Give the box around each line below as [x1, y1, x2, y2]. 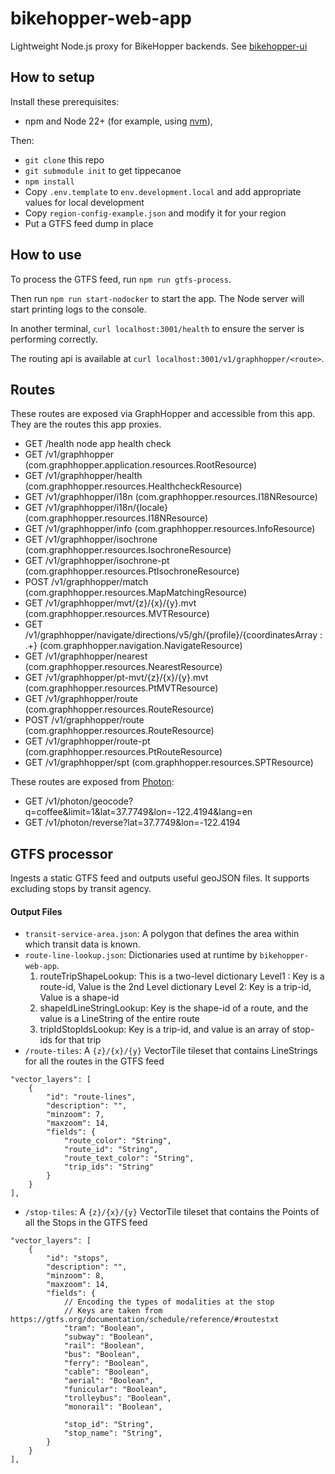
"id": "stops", [46, 1253, 110, 1264]
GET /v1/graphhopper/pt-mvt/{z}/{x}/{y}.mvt [24, 672, 209, 684]
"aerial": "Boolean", [63, 1376, 155, 1386]
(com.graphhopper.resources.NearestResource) [24, 661, 223, 673]
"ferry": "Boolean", [63, 1358, 150, 1369]
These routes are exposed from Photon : [10, 776, 175, 788]
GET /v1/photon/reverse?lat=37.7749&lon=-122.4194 [24, 817, 241, 829]
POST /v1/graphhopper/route [24, 714, 145, 726]
